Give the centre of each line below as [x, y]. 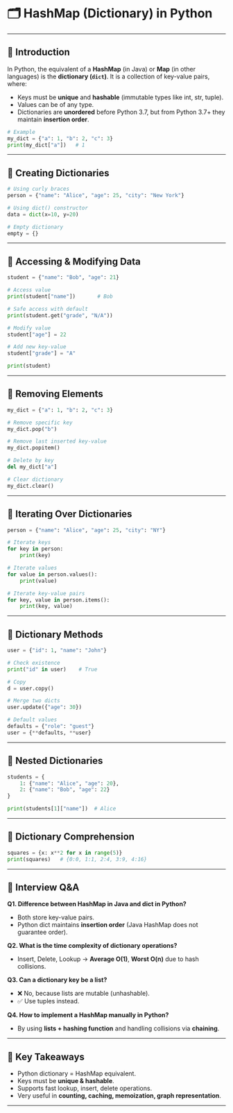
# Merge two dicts [34, 701]
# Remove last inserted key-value [57, 441]
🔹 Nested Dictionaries [55, 761]
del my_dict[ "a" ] [32, 467]
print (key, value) [46, 606]
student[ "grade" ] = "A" [42, 354]
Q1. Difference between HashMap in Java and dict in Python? [97, 904]
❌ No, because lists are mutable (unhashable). [84, 994]
